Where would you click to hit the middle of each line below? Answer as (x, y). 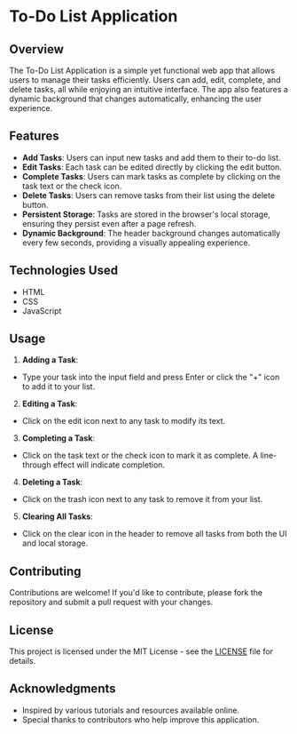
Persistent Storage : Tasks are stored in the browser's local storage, (146, 214)
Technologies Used (63, 271)
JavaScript (42, 311)
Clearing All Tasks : (57, 516)
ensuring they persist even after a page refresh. (109, 223)
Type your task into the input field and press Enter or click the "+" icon (151, 377)
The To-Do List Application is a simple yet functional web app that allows (142, 70)
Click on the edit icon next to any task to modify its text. (124, 421)
